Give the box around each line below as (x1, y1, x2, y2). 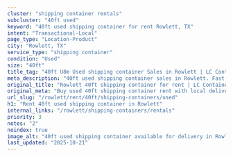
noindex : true (7, 126, 49, 133)
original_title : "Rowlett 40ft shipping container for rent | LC (7, 81, 200, 88)
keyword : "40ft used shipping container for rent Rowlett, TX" (7, 23, 194, 30)
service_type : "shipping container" (7, 49, 113, 56)
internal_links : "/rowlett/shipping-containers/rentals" (7, 107, 175, 114)
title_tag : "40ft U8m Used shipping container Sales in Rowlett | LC (7, 68, 213, 75)
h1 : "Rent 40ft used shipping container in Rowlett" (7, 101, 163, 108)
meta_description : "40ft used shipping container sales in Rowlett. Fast (7, 74, 225, 82)
